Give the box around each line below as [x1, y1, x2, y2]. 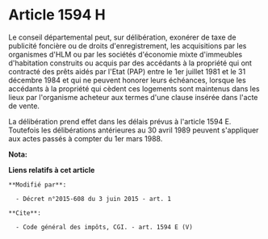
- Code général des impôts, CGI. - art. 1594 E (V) [15, 223, 194, 231]
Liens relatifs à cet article [8, 165, 95, 174]
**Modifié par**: [8, 180, 67, 189]
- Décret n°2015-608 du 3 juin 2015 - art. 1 [15, 195, 172, 203]
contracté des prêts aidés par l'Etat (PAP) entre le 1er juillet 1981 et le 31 [8, 66, 246, 76]
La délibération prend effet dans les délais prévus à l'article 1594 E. [8, 116, 232, 126]
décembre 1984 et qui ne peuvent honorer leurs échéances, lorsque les [8, 75, 246, 85]
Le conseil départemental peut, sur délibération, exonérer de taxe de [8, 32, 237, 42]
